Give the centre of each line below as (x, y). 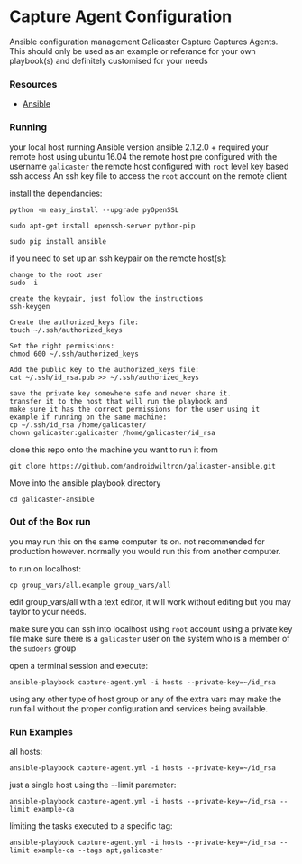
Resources (33, 84)
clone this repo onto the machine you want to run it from (114, 450)
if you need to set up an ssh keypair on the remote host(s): (118, 258)
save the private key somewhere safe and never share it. (120, 393)
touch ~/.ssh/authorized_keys (66, 330)
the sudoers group (43, 648)
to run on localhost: (45, 568)
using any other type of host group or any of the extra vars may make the (146, 699)
